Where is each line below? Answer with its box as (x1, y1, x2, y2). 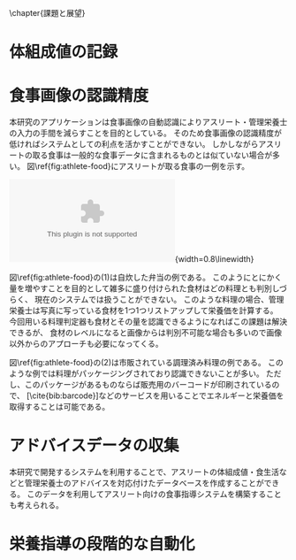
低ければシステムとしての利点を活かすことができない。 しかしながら (9, 139, 259, 150)
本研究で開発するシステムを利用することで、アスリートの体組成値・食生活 (9, 467, 280, 478)
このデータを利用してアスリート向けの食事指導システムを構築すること (26, 489, 283, 500)
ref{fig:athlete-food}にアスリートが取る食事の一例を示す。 (36, 161, 250, 172)
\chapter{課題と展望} (9, 8, 86, 18)
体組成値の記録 (9, 42, 118, 62)
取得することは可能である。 (9, 402, 110, 412)
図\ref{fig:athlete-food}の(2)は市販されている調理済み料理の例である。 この (9, 357, 285, 368)
